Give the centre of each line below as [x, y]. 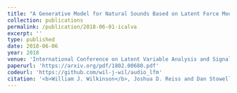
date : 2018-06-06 [33, 46]
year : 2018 [23, 53]
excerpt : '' [25, 33]
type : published [31, 40]
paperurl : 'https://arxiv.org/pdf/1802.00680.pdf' [83, 66]
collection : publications [45, 20]
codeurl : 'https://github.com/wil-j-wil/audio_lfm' [85, 72]
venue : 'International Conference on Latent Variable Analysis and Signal [120, 59]
